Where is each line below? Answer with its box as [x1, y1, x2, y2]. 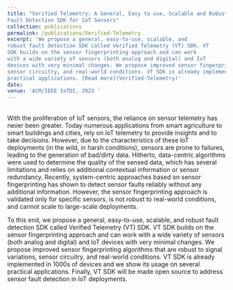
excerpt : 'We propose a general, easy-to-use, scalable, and [7, 36, 188, 43]
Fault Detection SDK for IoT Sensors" [7, 17, 119, 24]
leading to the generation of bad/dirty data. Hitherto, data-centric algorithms [7, 151, 226, 160]
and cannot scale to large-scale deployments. [7, 203, 139, 211]
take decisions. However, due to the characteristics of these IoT [7, 136, 189, 144]
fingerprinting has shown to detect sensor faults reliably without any [7, 180, 202, 189]
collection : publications [7, 23, 82, 30]
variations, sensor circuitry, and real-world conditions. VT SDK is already [7, 253, 215, 261]
